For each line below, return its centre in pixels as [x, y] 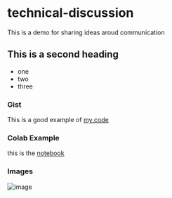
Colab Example [33, 138]
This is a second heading [63, 54]
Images [20, 171]
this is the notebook [36, 153]
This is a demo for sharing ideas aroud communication [86, 32]
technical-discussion [71, 13]
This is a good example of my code [58, 120]
